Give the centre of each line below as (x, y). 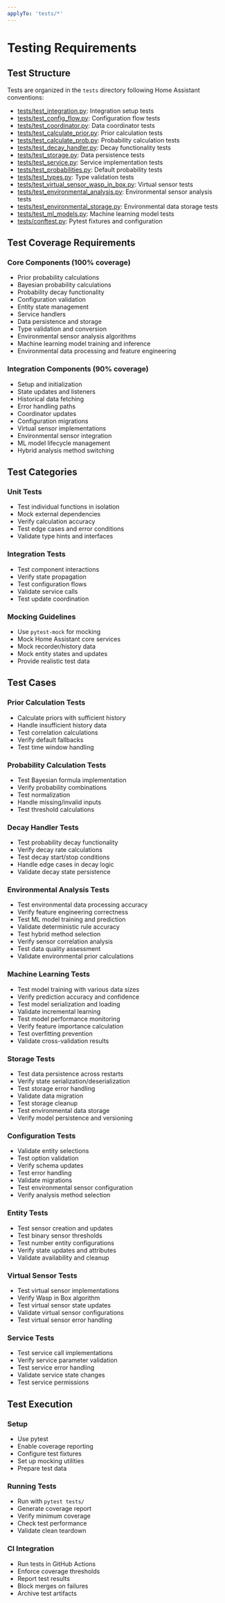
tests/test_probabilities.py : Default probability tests (90, 170)
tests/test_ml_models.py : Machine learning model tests (96, 214)
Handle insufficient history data (62, 725)
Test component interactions (58, 569)
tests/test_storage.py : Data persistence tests (81, 155)
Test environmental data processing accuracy (82, 905)
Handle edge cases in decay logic (65, 864)
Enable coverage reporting (55, 1446)
